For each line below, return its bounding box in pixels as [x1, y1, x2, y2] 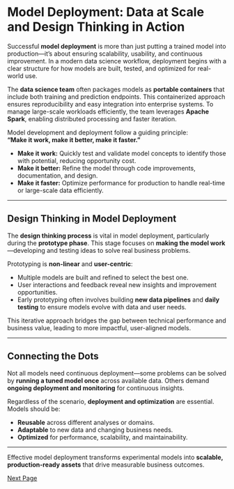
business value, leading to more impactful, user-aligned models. [7, 323, 192, 332]
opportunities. [17, 288, 58, 296]
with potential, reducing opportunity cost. [17, 156, 136, 164]
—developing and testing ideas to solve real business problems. [7, 246, 191, 254]
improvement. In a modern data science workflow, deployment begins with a [7, 56, 227, 65]
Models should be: [7, 405, 61, 413]
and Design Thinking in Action [7, 19, 185, 35]
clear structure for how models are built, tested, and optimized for [7, 64, 196, 72]
